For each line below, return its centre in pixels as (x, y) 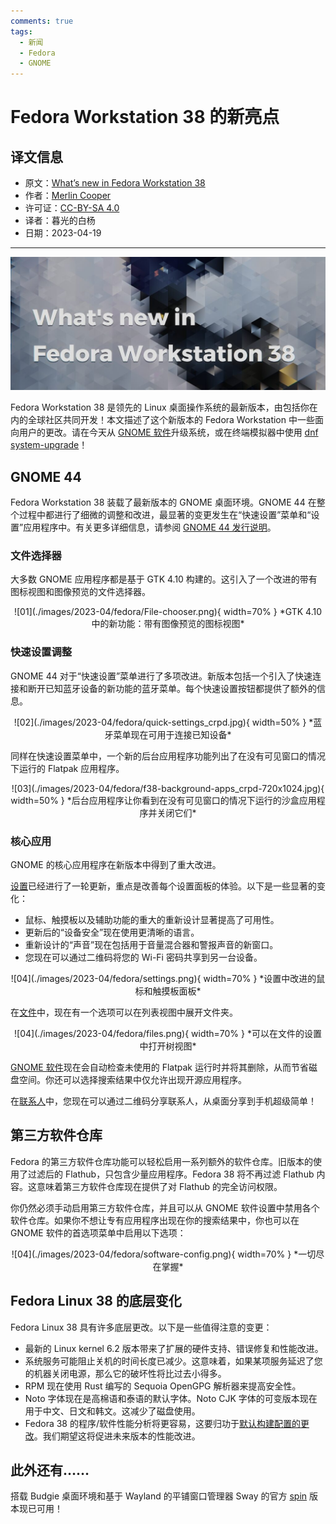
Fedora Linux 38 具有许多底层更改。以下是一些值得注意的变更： (141, 1327)
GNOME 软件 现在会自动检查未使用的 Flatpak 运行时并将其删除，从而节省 (159, 1067)
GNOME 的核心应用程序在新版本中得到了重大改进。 (116, 864)
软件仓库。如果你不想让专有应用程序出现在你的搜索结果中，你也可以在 (155, 1220)
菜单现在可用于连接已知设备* (172, 734)
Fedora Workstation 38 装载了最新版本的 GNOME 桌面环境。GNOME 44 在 (163, 502)
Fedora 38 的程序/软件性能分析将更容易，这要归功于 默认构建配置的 (162, 1423)
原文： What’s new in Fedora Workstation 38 (115, 183)
